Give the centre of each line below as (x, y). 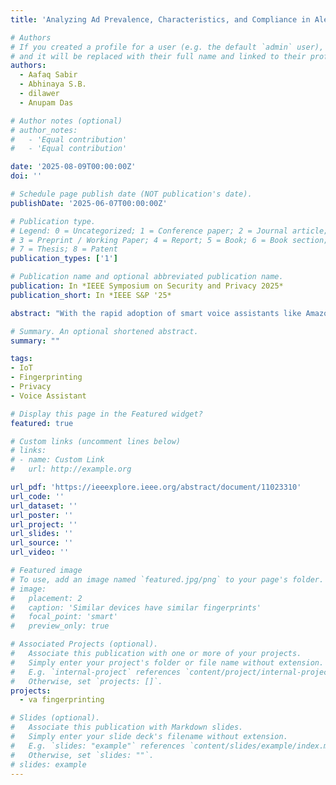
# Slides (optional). (55, 718)
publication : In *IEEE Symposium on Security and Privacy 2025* (147, 286)
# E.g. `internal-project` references (96, 672)
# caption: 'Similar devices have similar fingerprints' (136, 607)
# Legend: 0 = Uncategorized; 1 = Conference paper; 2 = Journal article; (169, 231)
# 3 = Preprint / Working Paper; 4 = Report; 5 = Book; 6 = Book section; (169, 240)
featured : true (42, 423)
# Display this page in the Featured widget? (106, 414)
